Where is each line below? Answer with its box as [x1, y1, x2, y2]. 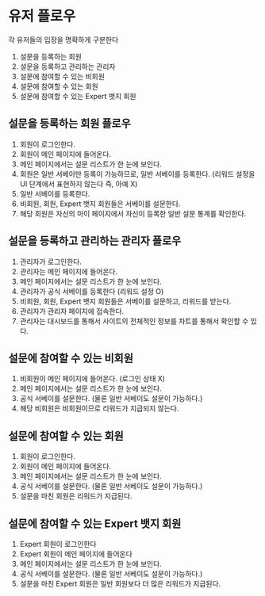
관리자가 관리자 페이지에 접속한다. [19, 306, 125, 315]
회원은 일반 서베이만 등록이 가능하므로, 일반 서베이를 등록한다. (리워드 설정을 [19, 169, 255, 178]
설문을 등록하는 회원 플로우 [8, 117, 131, 131]
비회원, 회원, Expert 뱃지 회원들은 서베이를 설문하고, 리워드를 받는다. [19, 296, 232, 306]
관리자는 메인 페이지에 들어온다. [19, 266, 117, 276]
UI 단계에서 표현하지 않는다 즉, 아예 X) [19, 179, 138, 189]
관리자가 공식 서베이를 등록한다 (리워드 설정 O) [19, 286, 164, 296]
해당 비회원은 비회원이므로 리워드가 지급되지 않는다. [19, 403, 179, 413]
